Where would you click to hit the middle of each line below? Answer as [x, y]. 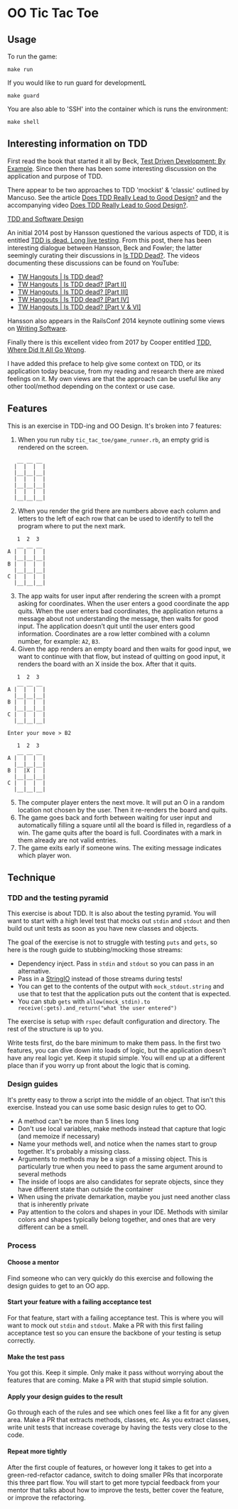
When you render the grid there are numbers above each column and [119, 511]
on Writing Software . [37, 328]
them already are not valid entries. [68, 840]
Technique [31, 878]
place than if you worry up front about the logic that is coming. [99, 1065]
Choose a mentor [33, 1263]
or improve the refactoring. [47, 1498]
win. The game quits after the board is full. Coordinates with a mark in [120, 832]
